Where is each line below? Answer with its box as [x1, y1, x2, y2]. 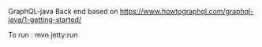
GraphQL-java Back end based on [8, 7, 118, 16]
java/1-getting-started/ [8, 15, 82, 24]
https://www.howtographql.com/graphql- [119, 7, 254, 16]
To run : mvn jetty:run [8, 31, 78, 39]
